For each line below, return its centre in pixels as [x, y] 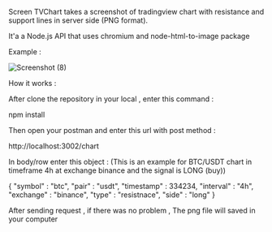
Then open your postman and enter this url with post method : [112, 130]
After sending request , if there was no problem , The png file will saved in [132, 211]
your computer [33, 219]
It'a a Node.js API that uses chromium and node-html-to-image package [129, 36]
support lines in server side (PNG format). [78, 20]
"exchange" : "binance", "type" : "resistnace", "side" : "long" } [112, 195]
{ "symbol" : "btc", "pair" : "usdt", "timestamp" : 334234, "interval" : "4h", [131, 186]
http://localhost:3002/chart [54, 146]
